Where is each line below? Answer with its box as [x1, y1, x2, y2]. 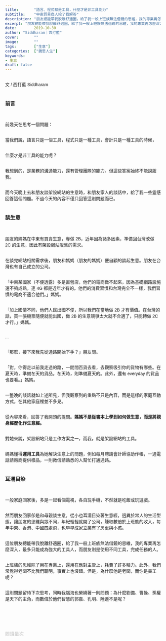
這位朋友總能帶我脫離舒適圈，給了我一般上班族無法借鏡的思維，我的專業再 [5, 541, 157, 547]
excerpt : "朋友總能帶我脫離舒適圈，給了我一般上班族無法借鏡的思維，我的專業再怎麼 [5, 21, 156, 26]
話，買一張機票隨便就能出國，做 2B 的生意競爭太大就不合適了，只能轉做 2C [5, 313, 158, 319]
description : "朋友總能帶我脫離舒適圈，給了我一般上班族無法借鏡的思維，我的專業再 [5, 16, 158, 21]
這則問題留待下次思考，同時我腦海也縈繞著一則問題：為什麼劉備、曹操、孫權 [5, 590, 161, 596]
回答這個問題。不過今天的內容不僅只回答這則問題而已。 [5, 196, 118, 202]
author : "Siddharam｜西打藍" [5, 30, 62, 35]
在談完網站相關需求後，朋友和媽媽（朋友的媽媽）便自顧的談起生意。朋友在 [5, 258, 157, 263]
